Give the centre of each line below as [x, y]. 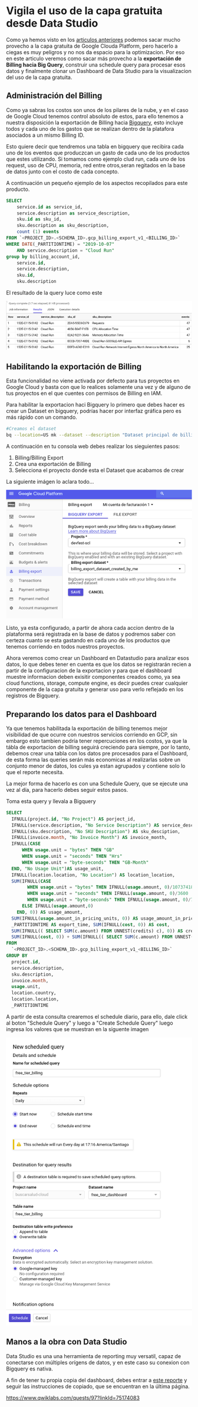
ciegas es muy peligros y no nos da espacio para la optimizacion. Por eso [95, 52]
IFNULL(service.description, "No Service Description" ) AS [85, 825]
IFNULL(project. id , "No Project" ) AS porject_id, [73, 819]
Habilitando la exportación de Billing [74, 366]
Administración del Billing [54, 96]
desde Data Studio [52, 23]
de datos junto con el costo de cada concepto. [62, 171]
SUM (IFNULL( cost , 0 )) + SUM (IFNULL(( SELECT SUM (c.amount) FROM [92, 937]
